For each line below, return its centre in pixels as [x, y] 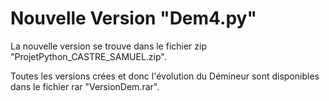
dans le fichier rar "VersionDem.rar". [85, 86]
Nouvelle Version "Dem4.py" [133, 18]
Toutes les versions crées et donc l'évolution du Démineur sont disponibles [165, 76]
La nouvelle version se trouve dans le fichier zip [109, 46]
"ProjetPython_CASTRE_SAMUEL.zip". [88, 56]
